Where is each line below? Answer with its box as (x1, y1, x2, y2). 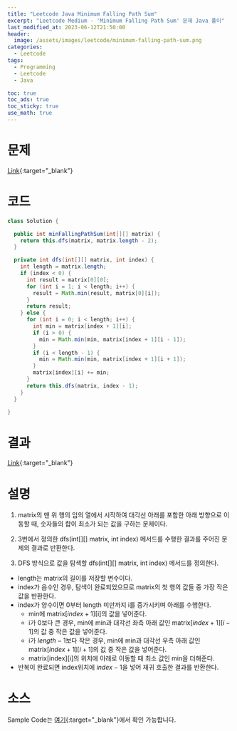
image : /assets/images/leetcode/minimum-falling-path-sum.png (14, 37, 202, 44)
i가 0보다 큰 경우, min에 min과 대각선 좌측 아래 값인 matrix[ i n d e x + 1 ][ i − (28, 618, 231, 627)
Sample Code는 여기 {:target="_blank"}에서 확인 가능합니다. (7, 715, 177, 724)
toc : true (7, 90, 37, 97)
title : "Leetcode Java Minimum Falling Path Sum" (7, 10, 158, 18)
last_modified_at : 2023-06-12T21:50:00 (7, 24, 126, 31)
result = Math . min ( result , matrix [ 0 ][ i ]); (33, 289, 161, 296)
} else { (20, 309, 46, 317)
